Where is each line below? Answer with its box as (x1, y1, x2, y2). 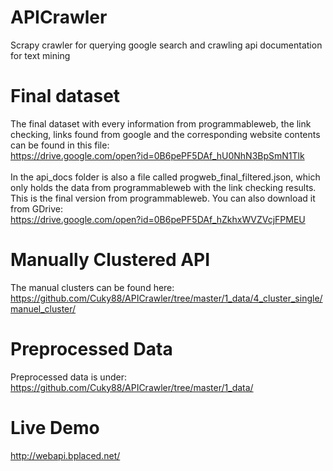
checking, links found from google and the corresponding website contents (10, 128, 321, 140)
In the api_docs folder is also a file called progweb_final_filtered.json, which (10, 171, 321, 183)
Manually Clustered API (10, 249, 211, 271)
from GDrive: (10, 202, 63, 215)
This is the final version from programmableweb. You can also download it (10, 192, 316, 204)
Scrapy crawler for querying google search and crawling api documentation (10, 39, 323, 51)
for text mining (10, 49, 71, 61)
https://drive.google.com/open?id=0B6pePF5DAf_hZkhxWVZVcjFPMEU (10, 213, 306, 225)
